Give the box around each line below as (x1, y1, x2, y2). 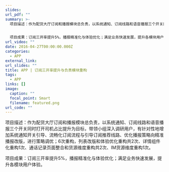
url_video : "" (5, 40, 35, 45)
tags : (5, 72, 17, 77)
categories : (5, 49, 30, 54)
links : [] (5, 81, 26, 87)
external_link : (5, 58, 37, 63)
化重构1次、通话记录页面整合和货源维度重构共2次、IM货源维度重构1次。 (5, 144, 153, 151)
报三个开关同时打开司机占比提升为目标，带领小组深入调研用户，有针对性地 (5, 126, 159, 132)
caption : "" (10, 91, 35, 96)
